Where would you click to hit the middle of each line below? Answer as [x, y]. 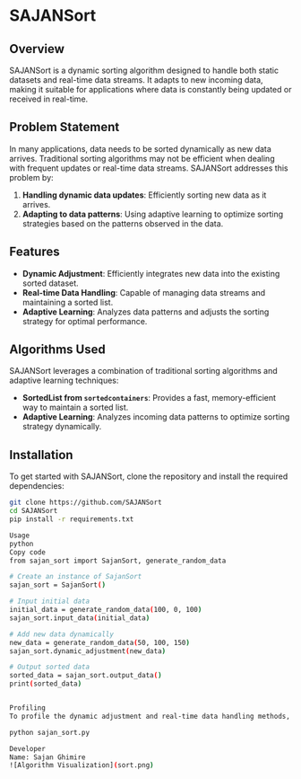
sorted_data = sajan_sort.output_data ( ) [86, 676]
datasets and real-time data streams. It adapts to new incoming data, [136, 80]
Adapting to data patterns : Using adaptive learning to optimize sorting [153, 214]
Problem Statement [64, 127]
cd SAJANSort [34, 511]
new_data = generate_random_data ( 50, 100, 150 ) [100, 642]
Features [34, 252]
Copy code [28, 552]
